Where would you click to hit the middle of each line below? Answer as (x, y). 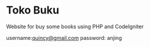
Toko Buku (33, 10)
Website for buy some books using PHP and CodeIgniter (75, 26)
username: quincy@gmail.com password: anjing (64, 38)
